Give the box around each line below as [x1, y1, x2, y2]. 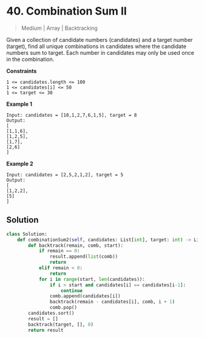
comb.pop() [49, 305, 78, 311]
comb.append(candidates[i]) [49, 293, 121, 299]
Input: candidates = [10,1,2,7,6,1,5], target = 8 [6, 112, 137, 118]
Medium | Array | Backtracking [21, 24, 98, 32]
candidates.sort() [28, 310, 75, 316]
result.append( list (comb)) [49, 253, 118, 260]
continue [60, 288, 83, 294]
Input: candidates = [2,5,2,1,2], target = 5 [6, 171, 123, 178]
